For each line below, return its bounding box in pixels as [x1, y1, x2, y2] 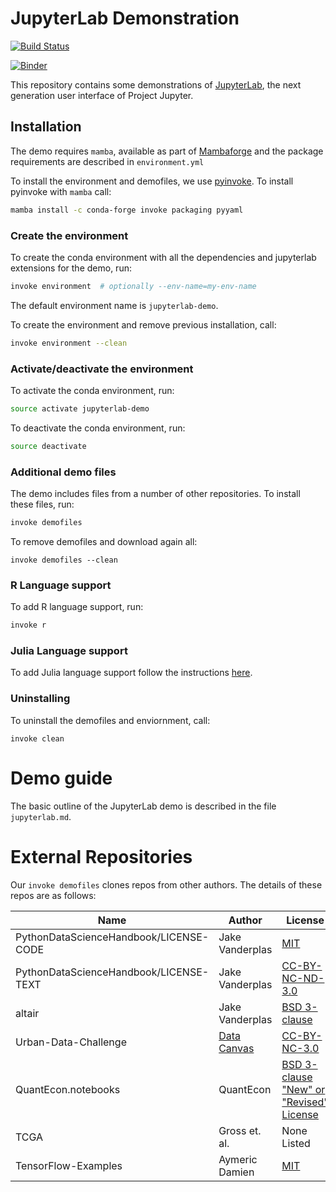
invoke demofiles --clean [10, 555, 118, 565]
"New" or [281, 1082, 326, 1096]
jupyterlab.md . [10, 810, 72, 822]
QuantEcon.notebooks [15, 1082, 121, 1096]
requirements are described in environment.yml [10, 155, 205, 167]
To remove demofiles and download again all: [10, 535, 198, 547]
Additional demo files [10, 465, 117, 479]
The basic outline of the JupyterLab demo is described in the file [10, 800, 277, 812]
